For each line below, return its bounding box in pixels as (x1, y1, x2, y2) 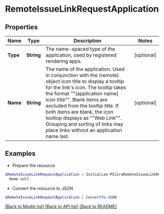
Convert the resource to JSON (12, 185, 73, 191)
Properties (5, 23, 38, 31)
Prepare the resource (12, 162, 55, 168)
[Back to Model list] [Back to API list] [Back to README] (5, 204, 117, 210)
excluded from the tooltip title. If (45, 103, 119, 109)
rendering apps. (45, 58, 82, 64)
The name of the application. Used (45, 66, 125, 72)
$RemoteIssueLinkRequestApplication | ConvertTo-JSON (5, 194, 117, 200)
